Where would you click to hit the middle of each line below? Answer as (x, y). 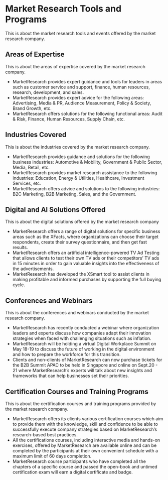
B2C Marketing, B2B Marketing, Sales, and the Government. (74, 194)
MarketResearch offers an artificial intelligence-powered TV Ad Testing (86, 253)
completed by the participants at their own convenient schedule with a (85, 451)
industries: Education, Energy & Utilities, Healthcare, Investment (78, 178)
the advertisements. (33, 269)
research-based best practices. (45, 435)
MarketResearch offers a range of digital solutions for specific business (86, 231)
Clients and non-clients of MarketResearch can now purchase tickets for (87, 360)
